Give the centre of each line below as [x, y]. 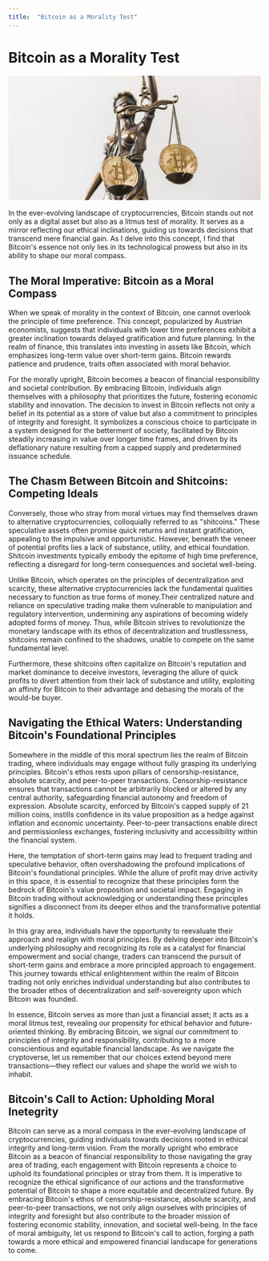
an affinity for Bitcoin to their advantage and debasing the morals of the [126, 689]
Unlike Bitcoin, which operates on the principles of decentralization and [126, 580]
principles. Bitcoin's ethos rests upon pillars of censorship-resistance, [124, 772]
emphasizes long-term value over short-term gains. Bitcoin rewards [120, 355]
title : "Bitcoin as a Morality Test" [73, 17]
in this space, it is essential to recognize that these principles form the [124, 881]
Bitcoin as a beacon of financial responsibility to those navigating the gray [130, 1157]
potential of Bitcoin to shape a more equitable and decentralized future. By [131, 1190]
